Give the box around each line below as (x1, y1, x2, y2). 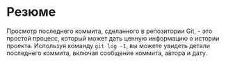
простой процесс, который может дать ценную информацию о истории (6, 34, 220, 42)
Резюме (6, 4, 56, 20)
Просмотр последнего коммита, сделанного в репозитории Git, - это (6, 27, 213, 35)
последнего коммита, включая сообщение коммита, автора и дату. (6, 49, 208, 57)
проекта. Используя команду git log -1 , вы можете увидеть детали (6, 41, 210, 50)
